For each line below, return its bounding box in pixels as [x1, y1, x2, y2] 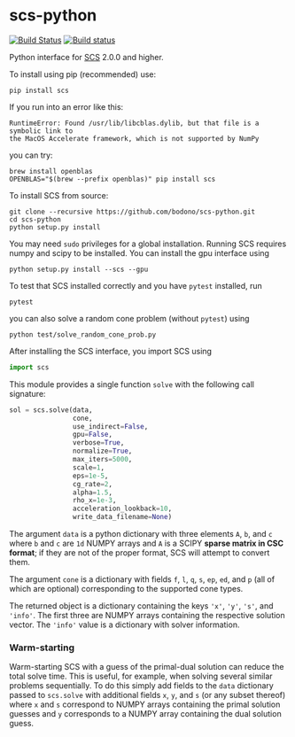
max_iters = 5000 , [72, 455, 133, 464]
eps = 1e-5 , [72, 471, 109, 480]
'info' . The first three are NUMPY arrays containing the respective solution [9, 610, 285, 621]
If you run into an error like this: [9, 101, 124, 112]
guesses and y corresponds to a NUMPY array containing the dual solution [9, 709, 282, 719]
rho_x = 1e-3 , [72, 496, 117, 505]
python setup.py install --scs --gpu [9, 265, 149, 274]
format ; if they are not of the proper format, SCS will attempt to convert [9, 547, 270, 558]
